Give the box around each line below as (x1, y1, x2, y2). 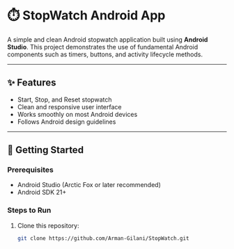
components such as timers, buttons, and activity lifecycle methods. (7, 50, 203, 58)
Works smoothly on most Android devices (17, 110, 138, 118)
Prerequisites (7, 165, 54, 175)
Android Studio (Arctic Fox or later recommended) (17, 181, 162, 189)
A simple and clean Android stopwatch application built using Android (7, 35, 208, 44)
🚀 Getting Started (7, 144, 84, 156)
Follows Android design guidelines (17, 118, 116, 126)
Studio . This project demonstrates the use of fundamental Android (7, 42, 198, 51)
